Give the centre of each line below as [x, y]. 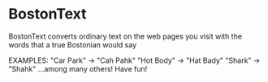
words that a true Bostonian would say [73, 44]
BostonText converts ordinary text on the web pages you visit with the [125, 36]
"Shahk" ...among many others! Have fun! [78, 68]
